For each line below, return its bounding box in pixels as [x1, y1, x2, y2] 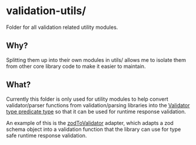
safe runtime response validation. [6, 131, 87, 139]
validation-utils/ [6, 4, 87, 18]
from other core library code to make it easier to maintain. [6, 62, 146, 70]
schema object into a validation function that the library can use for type [6, 126, 181, 133]
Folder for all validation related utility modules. [6, 24, 118, 31]
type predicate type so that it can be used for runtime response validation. [6, 108, 187, 115]
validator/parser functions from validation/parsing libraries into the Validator [6, 101, 190, 108]
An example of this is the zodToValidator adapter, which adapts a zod [6, 119, 174, 126]
